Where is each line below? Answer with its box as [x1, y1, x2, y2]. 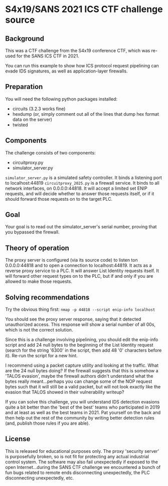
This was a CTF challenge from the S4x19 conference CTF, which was [5, 48, 150, 53]
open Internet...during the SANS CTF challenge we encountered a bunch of [5, 464, 161, 470]
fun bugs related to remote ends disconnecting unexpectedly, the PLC [5, 469, 150, 475]
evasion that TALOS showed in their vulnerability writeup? [5, 389, 124, 395]
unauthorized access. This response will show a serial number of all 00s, [5, 321, 156, 328]
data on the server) [12, 116, 53, 122]
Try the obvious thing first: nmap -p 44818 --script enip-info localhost [5, 306, 155, 312]
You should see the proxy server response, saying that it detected [5, 316, 141, 322]
